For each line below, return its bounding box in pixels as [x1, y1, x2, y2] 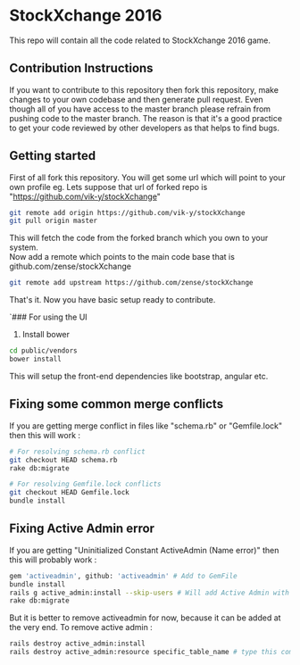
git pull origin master [9, 216, 98, 226]
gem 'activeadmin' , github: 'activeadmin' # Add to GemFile [9, 571, 238, 580]
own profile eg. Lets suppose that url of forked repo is [9, 181, 208, 192]
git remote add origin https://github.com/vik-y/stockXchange [9, 208, 246, 217]
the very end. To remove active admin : [9, 622, 154, 633]
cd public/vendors [9, 346, 78, 355]
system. [9, 242, 38, 253]
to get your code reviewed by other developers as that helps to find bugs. [9, 122, 279, 133]
